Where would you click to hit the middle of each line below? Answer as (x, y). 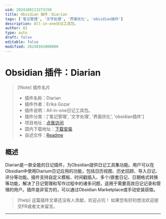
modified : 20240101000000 (32, 47)
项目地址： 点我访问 (44, 122)
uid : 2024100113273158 (28, 10)
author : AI (16, 28)
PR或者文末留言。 (40, 207)
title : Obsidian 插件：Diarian (36, 14)
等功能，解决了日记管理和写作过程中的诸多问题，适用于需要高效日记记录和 (81, 183)
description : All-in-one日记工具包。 (42, 24)
